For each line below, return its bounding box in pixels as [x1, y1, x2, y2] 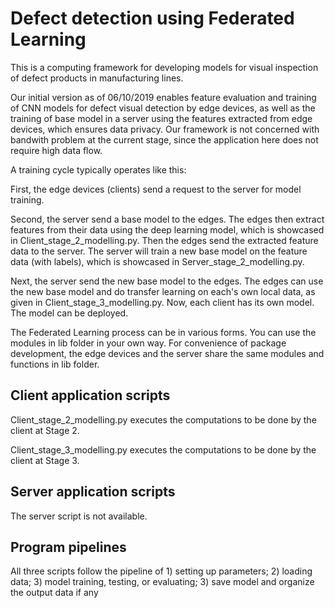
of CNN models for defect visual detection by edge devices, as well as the [10, 102, 316, 114]
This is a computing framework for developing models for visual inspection [10, 61, 319, 73]
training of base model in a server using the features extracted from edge [10, 112, 313, 124]
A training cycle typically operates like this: [10, 163, 187, 176]
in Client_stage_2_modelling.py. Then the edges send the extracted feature [10, 234, 319, 246]
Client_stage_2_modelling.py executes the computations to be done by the [10, 413, 317, 426]
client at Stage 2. [10, 424, 80, 436]
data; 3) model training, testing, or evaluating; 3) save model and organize [10, 576, 315, 588]
